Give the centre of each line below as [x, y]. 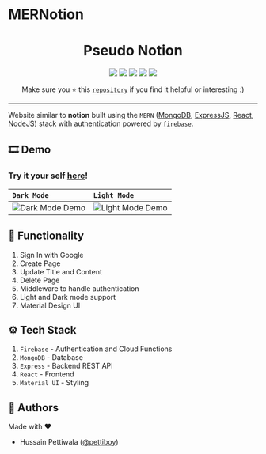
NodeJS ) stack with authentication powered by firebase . [101, 123]
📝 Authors [34, 408]
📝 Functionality [46, 236]
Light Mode [114, 195]
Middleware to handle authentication [80, 288]
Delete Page [40, 280]
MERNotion [46, 15]
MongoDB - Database [51, 358]
